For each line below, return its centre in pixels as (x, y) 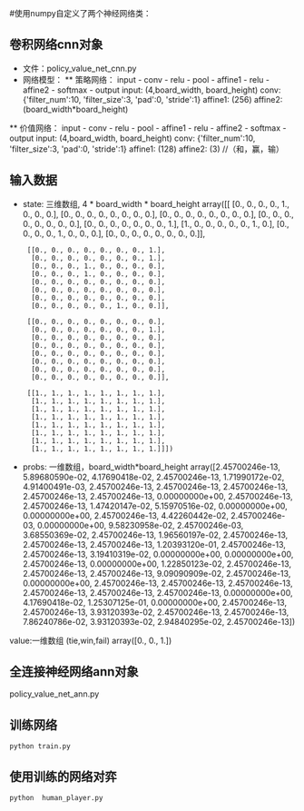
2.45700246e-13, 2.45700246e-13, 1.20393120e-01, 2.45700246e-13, (154, 544)
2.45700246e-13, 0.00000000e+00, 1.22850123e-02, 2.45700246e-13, (157, 564)
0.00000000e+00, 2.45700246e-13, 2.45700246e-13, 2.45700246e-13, (157, 583)
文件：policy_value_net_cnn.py (79, 68)
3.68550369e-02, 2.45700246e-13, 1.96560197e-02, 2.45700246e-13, (155, 535)
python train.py (40, 747)
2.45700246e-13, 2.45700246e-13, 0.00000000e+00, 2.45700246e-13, (157, 496)
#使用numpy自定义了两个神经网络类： (80, 13)
